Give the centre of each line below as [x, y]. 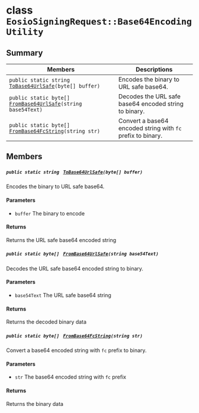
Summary [25, 53]
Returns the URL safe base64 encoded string [61, 240]
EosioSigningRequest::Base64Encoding [99, 22]
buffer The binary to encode [49, 213]
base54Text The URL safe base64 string [63, 295]
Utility [25, 32]
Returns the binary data [35, 404]
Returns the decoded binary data [46, 322]
